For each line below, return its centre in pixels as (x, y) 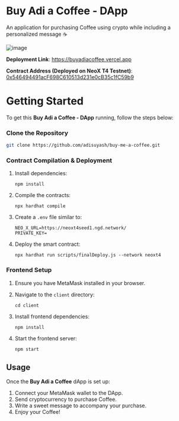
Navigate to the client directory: (55, 295)
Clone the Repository (37, 133)
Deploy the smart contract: (47, 244)
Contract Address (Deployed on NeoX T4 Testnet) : (69, 71)
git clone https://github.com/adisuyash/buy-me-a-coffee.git (83, 145)
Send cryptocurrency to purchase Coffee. (65, 400)
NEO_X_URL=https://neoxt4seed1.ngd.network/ (71, 228)
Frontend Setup (29, 270)
